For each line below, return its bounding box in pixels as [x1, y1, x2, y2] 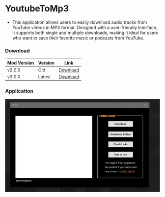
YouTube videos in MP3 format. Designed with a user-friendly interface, [12, 24, 158, 30]
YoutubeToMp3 [5, 3, 69, 14]
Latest [38, 74, 51, 80]
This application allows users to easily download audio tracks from [12, 19, 147, 25]
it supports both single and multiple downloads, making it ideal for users [12, 30, 159, 35]
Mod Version [7, 60, 34, 66]
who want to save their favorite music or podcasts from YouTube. [12, 35, 144, 41]
